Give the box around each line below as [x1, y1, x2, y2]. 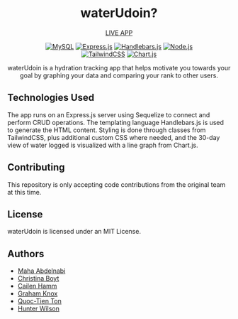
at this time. [7, 188, 42, 196]
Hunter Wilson [17, 304, 60, 313]
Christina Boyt [17, 274, 59, 283]
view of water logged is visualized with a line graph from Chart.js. [7, 141, 198, 149]
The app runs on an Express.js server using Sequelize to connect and [7, 110, 210, 119]
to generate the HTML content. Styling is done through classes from [7, 126, 206, 134]
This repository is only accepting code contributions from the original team [7, 180, 226, 189]
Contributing [7, 161, 65, 173]
